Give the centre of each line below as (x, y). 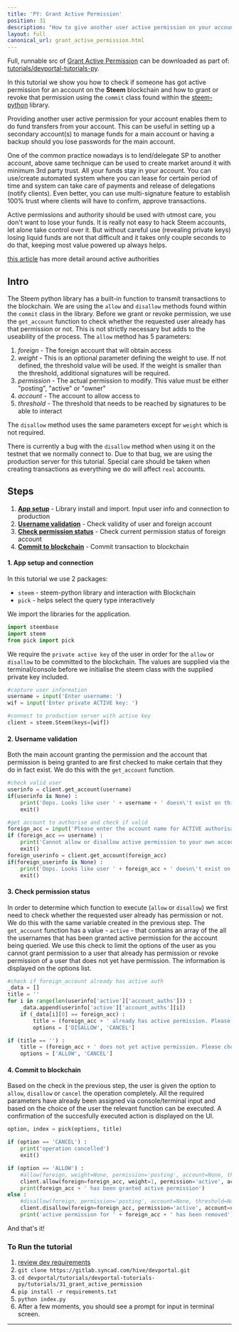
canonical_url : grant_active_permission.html (76, 41)
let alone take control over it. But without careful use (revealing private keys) (119, 230)
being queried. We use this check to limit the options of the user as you (112, 945)
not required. (26, 432)
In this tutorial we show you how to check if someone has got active (107, 82)
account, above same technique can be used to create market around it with (119, 163)
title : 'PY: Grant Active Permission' (65, 14)
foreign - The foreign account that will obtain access (95, 350)
